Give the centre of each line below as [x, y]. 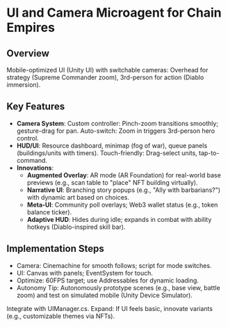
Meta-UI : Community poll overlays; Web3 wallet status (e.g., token [122, 205]
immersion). [24, 85]
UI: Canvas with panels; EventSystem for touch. [85, 273]
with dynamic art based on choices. [78, 197]
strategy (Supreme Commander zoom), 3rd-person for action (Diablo [105, 77]
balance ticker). [49, 212]
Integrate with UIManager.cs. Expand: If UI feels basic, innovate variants [110, 308]
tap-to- [209, 153]
